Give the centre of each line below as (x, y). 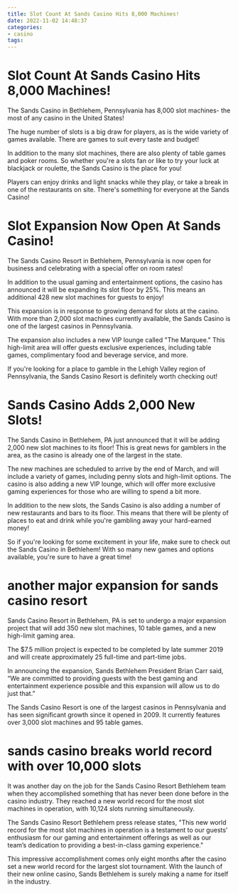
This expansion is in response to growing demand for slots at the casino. (114, 311)
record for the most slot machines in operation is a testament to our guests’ (118, 830)
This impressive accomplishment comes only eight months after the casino (117, 859)
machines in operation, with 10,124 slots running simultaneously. (101, 808)
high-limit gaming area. (41, 635)
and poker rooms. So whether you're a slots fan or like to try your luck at (113, 161)
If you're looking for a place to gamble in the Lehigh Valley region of (107, 369)
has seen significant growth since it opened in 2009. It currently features (114, 714)
